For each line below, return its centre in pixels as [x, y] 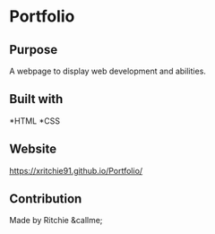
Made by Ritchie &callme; [56, 221]
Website [33, 149]
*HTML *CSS [35, 121]
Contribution [46, 199]
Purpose [34, 50]
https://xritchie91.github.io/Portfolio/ [76, 170]
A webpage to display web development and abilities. [107, 71]
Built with [36, 99]
